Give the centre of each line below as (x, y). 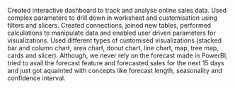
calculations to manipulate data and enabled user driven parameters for (111, 33)
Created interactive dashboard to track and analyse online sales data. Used (117, 10)
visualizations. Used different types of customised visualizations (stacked (114, 40)
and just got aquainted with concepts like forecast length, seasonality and (115, 71)
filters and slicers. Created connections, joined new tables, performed (109, 25)
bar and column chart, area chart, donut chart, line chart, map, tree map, (113, 48)
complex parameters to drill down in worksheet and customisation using (113, 18)
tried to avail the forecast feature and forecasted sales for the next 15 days (116, 63)
